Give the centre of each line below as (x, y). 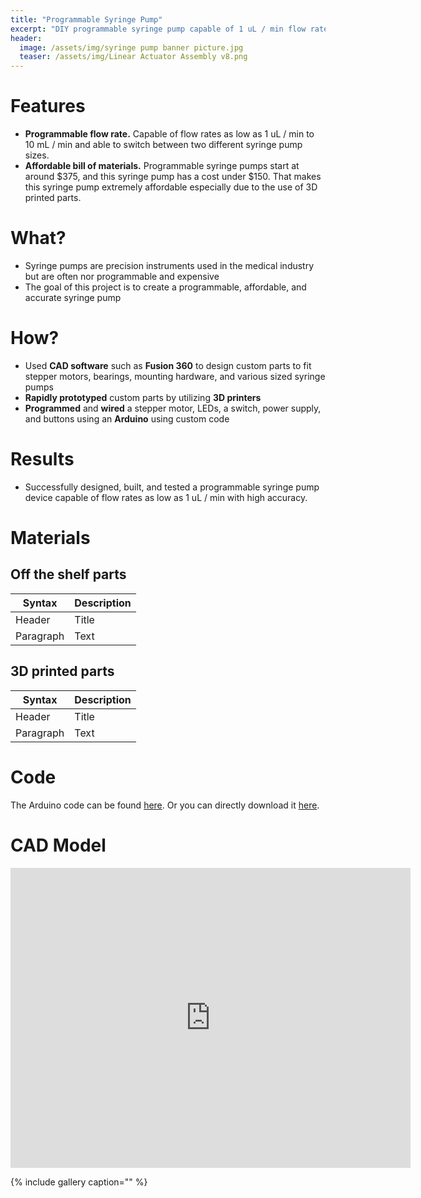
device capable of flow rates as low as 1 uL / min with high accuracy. (166, 497)
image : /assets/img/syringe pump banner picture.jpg (131, 47)
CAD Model (58, 845)
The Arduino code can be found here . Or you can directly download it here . (165, 805)
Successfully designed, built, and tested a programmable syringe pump (172, 487)
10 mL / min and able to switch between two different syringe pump (163, 145)
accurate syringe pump (73, 297)
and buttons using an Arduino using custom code (127, 418)
